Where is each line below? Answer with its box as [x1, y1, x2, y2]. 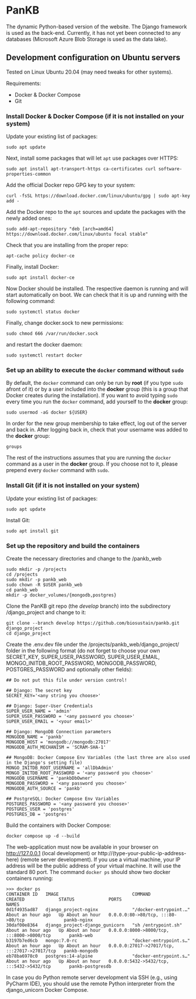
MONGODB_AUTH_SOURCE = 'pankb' [6, 785, 83, 792]
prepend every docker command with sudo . [6, 467, 110, 474]
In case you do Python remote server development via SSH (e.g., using [6, 974, 178, 981]
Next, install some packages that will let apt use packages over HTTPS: [6, 154, 179, 162]
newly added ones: [6, 215, 52, 222]
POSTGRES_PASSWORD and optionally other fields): [6, 665, 133, 672]
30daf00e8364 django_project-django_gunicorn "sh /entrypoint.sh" [6, 922, 183, 928]
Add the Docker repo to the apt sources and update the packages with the [6, 209, 186, 216]
